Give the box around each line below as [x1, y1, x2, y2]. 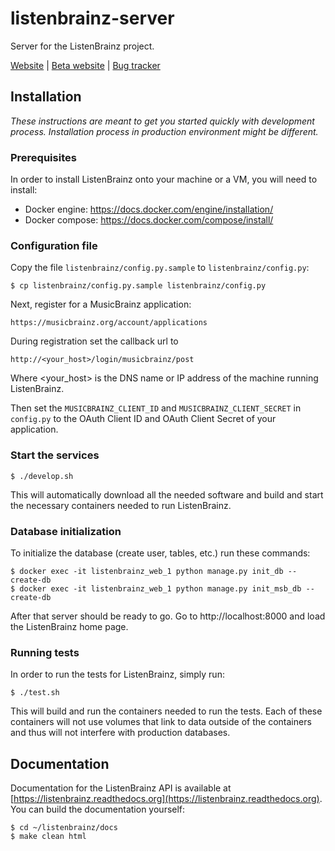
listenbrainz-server [10, 7, 175, 30]
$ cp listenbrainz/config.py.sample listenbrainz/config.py [10, 281, 267, 291]
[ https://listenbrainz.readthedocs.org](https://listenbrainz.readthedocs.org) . [10, 793, 323, 805]
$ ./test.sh [10, 688, 60, 698]
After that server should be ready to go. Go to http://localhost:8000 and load [10, 610, 326, 622]
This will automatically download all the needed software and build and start [10, 488, 324, 501]
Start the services [10, 448, 100, 462]
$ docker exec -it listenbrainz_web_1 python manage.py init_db [10, 566, 284, 576]
